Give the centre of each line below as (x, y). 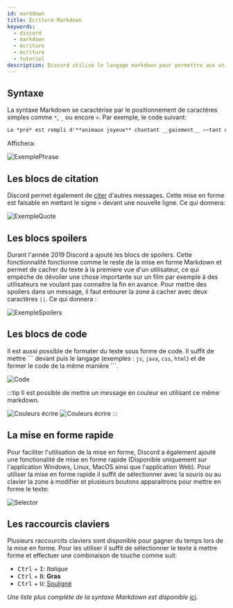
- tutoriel (29, 59)
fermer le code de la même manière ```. (63, 366)
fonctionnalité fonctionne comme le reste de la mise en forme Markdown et (114, 262)
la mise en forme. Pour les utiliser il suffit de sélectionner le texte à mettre (112, 548)
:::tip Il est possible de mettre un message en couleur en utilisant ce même (113, 392)
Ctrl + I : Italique (42, 569)
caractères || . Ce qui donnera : (52, 298)
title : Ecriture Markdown (44, 20)
